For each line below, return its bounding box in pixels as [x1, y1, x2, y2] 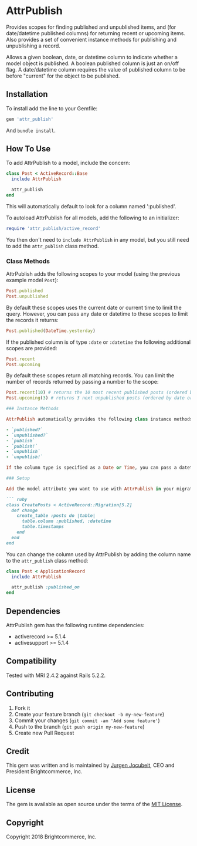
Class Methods [6, 257, 50, 265]
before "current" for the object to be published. [6, 72, 120, 79]
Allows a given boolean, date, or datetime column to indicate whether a [6, 53, 178, 60]
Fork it [14, 704, 30, 711]
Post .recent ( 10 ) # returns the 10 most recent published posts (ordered [6, 390, 188, 395]
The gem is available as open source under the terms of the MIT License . [6, 801, 183, 808]
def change [11, 507, 38, 513]
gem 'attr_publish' [6, 116, 54, 122]
